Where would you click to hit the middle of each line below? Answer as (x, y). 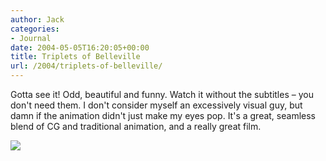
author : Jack (37, 19)
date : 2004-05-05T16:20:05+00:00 (80, 47)
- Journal (31, 38)
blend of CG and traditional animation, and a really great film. (136, 126)
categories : (35, 29)
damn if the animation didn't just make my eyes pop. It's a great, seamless (163, 115)
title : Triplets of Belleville (75, 57)
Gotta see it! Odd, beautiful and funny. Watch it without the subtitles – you (162, 94)
